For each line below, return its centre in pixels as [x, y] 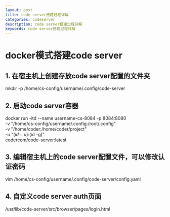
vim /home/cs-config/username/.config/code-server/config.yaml [73, 179]
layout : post [19, 10]
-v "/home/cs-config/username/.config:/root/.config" [61, 123]
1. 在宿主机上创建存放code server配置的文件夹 [78, 76]
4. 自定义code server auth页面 [53, 196]
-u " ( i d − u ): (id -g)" [25, 134]
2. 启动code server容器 [42, 105]
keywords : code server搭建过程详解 [40, 29]
